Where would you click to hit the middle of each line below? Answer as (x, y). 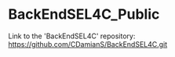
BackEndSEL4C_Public (84, 14)
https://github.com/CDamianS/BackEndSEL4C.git (88, 44)
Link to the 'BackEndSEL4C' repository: (72, 36)
